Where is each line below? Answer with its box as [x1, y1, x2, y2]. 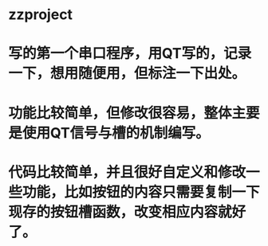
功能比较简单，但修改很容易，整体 [8, 103, 233, 122]
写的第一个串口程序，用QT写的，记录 [8, 45, 252, 63]
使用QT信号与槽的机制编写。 [22, 123, 210, 142]
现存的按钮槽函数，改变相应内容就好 [8, 203, 246, 221]
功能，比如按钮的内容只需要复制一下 [22, 183, 261, 201]
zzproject [8, 6, 73, 24]
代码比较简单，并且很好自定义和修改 [8, 163, 246, 181]
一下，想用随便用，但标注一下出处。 [8, 64, 246, 83]
